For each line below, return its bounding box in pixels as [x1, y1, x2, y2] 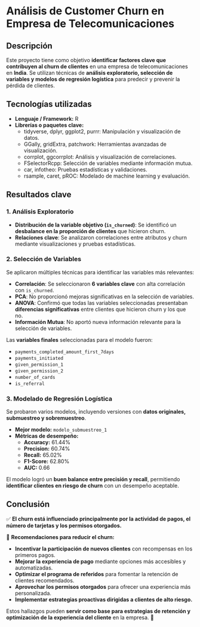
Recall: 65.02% [23, 451, 63, 458]
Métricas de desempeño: [14, 432, 79, 440]
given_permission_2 [14, 368, 64, 374]
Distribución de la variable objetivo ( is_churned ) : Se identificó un [14, 221, 177, 228]
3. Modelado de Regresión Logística [6, 394, 112, 403]
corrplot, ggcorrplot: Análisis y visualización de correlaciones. [23, 153, 177, 160]
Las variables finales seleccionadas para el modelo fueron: [6, 336, 153, 343]
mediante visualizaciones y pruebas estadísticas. [14, 240, 136, 247]
